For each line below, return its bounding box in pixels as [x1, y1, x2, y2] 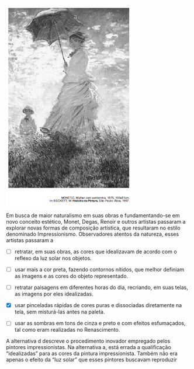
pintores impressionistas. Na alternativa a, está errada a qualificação [6, 344, 171, 351]
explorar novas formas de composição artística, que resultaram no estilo [6, 224, 181, 231]
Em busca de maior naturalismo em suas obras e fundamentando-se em [6, 212, 180, 219]
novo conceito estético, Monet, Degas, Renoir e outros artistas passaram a [6, 218, 186, 225]
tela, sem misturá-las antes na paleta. [14, 308, 105, 315]
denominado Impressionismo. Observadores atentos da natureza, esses [6, 231, 179, 238]
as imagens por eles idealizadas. [14, 291, 93, 298]
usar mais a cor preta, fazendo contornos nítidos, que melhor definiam [14, 266, 185, 273]
